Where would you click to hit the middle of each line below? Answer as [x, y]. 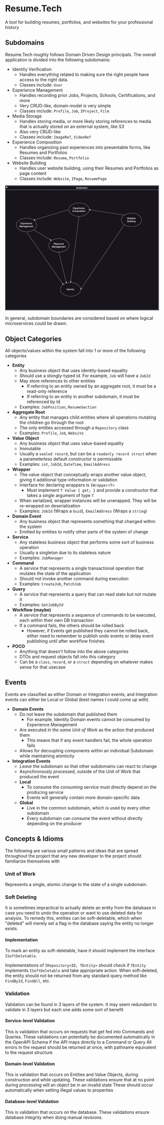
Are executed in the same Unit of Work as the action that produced [87, 730]
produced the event [39, 776]
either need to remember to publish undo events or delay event [90, 636]
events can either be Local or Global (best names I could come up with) [77, 699]
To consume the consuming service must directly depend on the [92, 787]
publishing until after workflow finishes [66, 641]
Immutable [30, 448]
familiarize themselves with [32, 861]
